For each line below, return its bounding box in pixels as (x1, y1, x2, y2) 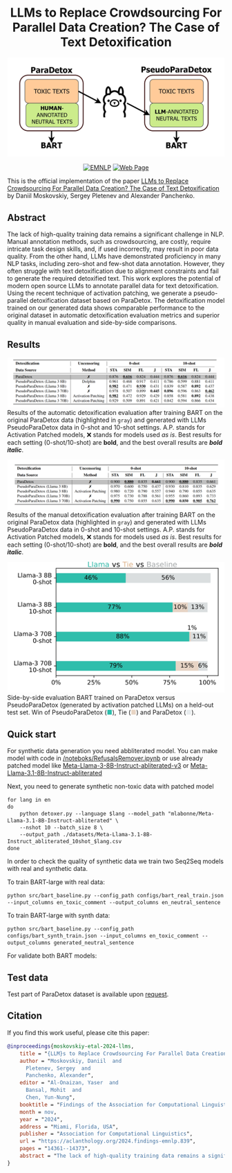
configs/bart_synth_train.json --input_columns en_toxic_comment (7, 933, 199, 940)
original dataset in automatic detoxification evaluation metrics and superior (7, 311, 220, 319)
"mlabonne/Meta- (168, 811, 215, 818)
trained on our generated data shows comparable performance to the (7, 303, 205, 312)
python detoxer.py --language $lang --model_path (19, 811, 166, 818)
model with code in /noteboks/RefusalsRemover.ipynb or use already (7, 754, 204, 763)
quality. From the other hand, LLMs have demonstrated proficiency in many (7, 252, 221, 261)
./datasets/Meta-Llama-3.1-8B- (62, 831, 153, 838)
